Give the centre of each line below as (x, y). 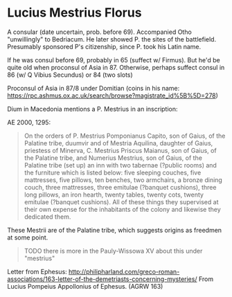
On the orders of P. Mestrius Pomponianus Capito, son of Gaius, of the (125, 136)
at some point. (28, 237)
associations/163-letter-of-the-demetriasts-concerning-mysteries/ (102, 279)
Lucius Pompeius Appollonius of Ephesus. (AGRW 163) (85, 286)
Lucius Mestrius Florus (74, 13)
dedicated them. (47, 217)
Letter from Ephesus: (37, 271)
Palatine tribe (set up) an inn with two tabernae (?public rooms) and (120, 165)
